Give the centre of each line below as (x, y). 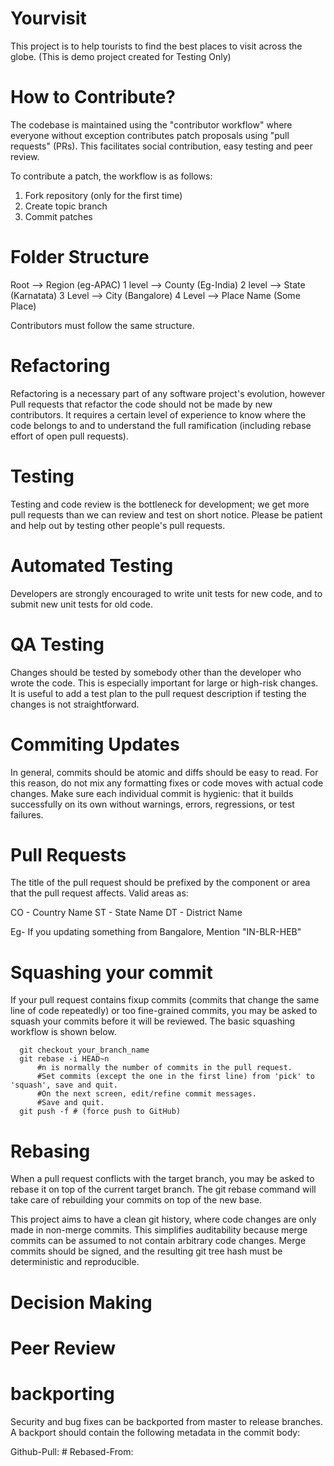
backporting (62, 1393)
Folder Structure (80, 257)
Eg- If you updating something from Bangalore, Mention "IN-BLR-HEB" (156, 932)
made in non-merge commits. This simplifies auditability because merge (159, 1230)
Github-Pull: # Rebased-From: (72, 1451)
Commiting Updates (95, 744)
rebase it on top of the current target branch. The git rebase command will (163, 1189)
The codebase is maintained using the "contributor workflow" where (151, 124)
